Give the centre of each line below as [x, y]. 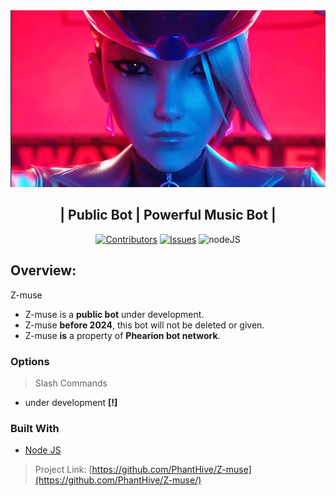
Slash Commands [71, 383]
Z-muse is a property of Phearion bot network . [122, 335]
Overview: [43, 270]
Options [30, 361]
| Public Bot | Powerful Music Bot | [168, 215]
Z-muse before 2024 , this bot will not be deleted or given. [144, 325]
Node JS [43, 450]
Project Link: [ [63, 470]
